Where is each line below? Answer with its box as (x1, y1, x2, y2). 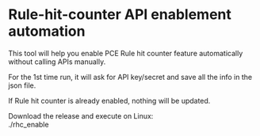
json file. (8, 81, 36, 90)
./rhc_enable (8, 119, 49, 129)
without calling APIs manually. (8, 57, 106, 66)
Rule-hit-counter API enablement (8, 6, 232, 24)
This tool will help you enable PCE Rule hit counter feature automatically (8, 48, 243, 58)
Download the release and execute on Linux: (8, 111, 154, 120)
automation (8, 22, 86, 40)
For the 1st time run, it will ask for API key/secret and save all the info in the (8, 72, 252, 81)
